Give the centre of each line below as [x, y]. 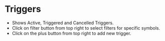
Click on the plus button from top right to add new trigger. [71, 33]
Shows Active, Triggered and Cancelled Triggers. [63, 23]
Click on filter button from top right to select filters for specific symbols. [86, 28]
